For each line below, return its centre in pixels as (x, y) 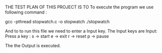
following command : (26, 12)
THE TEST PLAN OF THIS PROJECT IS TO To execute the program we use (79, 7)
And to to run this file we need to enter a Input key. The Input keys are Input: (81, 31)
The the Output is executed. (33, 45)
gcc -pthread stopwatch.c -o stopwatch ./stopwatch (57, 22)
